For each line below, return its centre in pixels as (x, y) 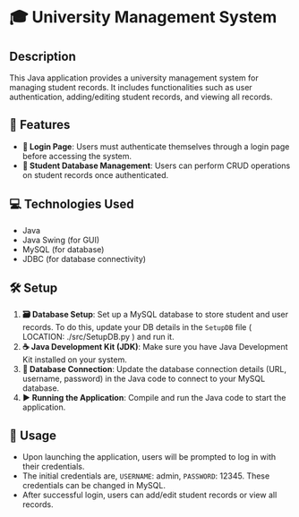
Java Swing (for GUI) (61, 240)
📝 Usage (33, 435)
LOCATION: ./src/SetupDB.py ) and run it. (98, 337)
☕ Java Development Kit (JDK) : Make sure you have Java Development (155, 347)
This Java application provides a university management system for (134, 78)
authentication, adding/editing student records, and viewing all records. (141, 97)
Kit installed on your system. (74, 360)
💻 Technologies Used (72, 204)
